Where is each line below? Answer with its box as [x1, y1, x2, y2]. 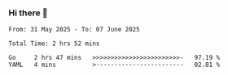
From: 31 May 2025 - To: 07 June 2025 [8, 26, 140, 34]
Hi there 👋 [8, 7, 49, 19]
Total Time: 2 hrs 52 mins [8, 40, 100, 48]
